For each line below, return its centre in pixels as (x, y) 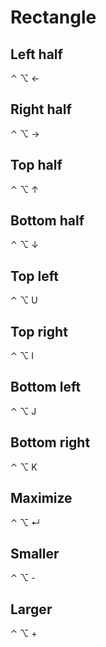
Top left (34, 276)
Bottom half (47, 221)
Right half (41, 109)
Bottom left (46, 387)
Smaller (35, 553)
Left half (36, 54)
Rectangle (53, 17)
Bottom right (50, 442)
